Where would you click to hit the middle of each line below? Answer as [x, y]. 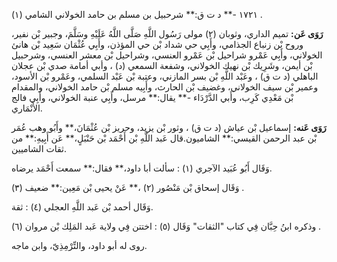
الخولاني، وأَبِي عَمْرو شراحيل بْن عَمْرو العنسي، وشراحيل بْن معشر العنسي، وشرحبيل [167, 55]
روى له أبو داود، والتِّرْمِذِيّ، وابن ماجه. [79, 245]
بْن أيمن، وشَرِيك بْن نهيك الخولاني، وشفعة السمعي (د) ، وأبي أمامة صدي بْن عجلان [162, 65]
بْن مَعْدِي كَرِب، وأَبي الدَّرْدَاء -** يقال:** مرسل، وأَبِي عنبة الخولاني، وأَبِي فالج [152, 97]
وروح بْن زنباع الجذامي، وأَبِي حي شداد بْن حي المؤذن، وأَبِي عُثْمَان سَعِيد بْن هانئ [157, 44]
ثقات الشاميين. [39, 148]
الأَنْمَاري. [27, 108]
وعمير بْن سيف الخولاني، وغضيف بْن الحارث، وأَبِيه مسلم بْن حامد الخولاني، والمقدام [165, 87]
